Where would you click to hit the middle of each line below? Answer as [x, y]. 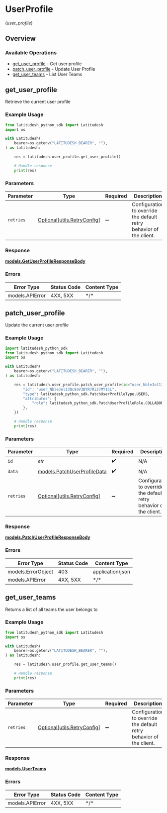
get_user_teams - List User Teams [47, 74]
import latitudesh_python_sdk [37, 348]
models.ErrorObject [31, 572]
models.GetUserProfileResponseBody [45, 261]
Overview [21, 39]
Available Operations [31, 53]
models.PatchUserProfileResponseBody [48, 537]
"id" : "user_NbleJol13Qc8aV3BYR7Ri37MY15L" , [70, 389]
